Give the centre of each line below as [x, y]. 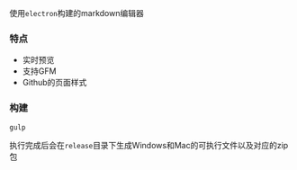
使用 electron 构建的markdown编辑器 [76, 13]
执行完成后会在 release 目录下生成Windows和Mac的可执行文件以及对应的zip [149, 145]
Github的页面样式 [54, 83]
